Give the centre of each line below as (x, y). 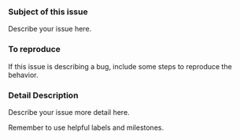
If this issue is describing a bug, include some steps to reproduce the (120, 66)
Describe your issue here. (50, 29)
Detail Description (43, 95)
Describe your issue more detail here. (69, 112)
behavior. (23, 75)
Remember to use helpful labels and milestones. (86, 127)
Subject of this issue (48, 12)
